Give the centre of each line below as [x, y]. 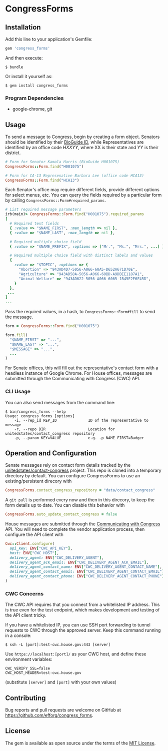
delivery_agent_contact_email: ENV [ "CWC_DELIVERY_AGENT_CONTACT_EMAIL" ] [87, 572]
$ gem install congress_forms [37, 86]
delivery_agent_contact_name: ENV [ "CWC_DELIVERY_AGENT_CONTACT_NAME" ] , [86, 567]
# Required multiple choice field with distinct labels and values [81, 256]
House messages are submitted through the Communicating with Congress [83, 524]
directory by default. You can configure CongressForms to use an [73, 476]
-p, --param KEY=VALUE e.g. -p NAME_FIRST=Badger [79, 438]
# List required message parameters [43, 210]
